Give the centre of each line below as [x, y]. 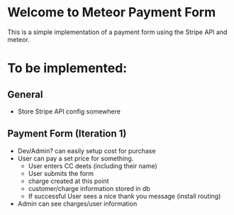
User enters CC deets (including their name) [93, 166]
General [26, 94]
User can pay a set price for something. [76, 158]
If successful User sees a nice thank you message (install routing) [124, 196]
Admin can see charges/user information [77, 204]
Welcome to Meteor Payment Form [112, 12]
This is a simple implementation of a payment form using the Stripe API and [117, 32]
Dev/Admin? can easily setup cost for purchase [87, 150]
